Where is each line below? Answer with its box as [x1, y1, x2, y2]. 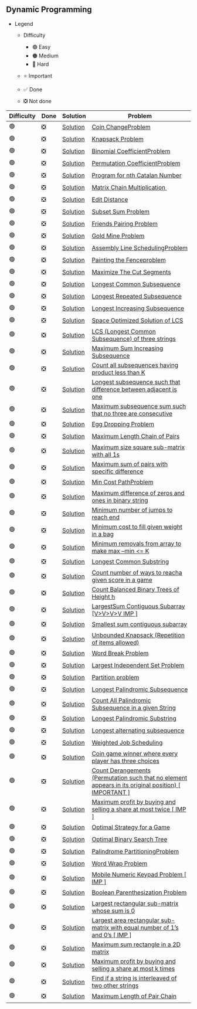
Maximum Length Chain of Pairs [91, 432, 180, 440]
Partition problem [91, 674, 140, 682]
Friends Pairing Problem [91, 220, 158, 228]
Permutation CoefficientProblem [91, 159, 181, 168]
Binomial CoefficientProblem [91, 147, 171, 155]
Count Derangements [91, 766, 151, 774]
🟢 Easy [32, 43, 51, 50]
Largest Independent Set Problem [91, 661, 185, 670]
